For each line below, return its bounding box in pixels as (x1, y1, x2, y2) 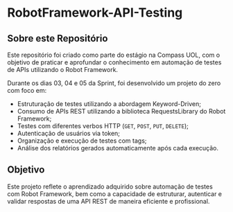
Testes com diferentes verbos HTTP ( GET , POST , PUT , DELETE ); (17, 122, 189, 130)
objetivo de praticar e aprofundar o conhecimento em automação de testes (7, 58, 222, 67)
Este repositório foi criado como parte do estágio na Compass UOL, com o (7, 51, 221, 59)
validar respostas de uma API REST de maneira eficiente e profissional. (7, 197, 210, 205)
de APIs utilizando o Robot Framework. (7, 66, 119, 73)
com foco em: (7, 87, 47, 94)
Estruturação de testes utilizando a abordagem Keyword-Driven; (17, 100, 201, 108)
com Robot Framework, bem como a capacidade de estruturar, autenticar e (7, 189, 223, 198)
